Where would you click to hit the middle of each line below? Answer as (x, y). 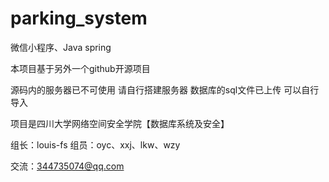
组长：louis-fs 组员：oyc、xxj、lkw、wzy (95, 144)
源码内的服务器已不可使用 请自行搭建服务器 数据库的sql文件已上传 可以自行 (165, 89)
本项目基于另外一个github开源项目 (80, 68)
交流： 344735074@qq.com (67, 166)
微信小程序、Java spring (61, 47)
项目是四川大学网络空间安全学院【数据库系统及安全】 (120, 123)
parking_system (79, 18)
